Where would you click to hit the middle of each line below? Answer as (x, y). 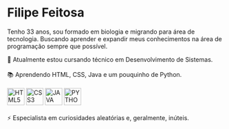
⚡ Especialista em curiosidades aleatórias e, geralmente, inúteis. (98, 117)
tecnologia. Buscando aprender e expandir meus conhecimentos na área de (115, 38)
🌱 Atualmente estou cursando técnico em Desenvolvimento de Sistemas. (110, 59)
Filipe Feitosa (46, 13)
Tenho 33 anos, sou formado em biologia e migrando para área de (101, 32)
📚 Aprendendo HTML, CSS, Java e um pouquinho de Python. (95, 74)
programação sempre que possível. (57, 46)
